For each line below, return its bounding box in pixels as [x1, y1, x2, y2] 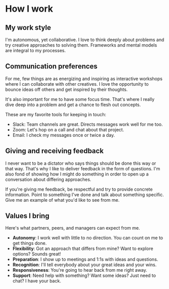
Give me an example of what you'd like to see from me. [5, 197, 120, 203]
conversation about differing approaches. [5, 176, 92, 183]
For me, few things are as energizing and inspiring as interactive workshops [5, 76, 163, 82]
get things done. [12, 240, 47, 246]
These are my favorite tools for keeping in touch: [5, 111, 106, 117]
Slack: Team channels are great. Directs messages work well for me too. [12, 121, 163, 127]
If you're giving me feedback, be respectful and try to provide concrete [5, 186, 153, 192]
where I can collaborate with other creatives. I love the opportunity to [5, 81, 149, 87]
